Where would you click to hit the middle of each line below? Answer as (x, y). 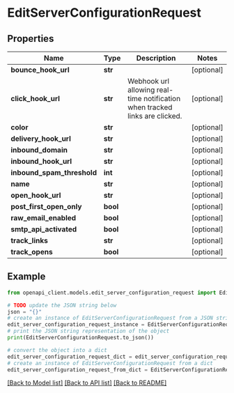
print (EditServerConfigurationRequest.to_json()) (81, 338)
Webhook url (148, 81)
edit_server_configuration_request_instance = (76, 325)
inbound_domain (39, 150)
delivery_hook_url (41, 139)
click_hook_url (36, 99)
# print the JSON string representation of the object (88, 331)
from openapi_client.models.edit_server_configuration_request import (112, 293)
